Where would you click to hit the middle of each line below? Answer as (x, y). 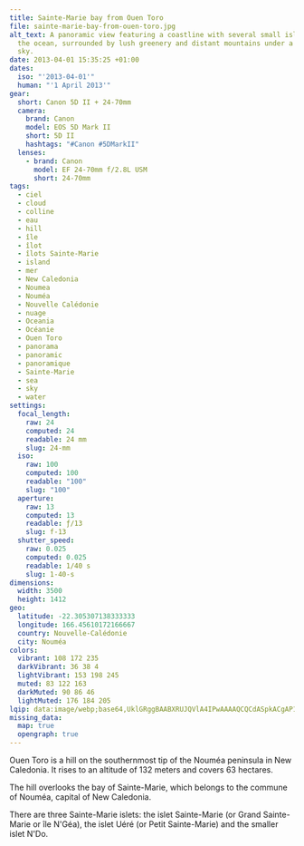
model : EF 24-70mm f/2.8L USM (90, 170)
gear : (19, 93)
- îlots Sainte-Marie (58, 254)
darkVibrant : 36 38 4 (58, 667)
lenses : (32, 152)
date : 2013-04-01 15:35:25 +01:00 (75, 60)
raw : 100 (42, 465)
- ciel (30, 195)
